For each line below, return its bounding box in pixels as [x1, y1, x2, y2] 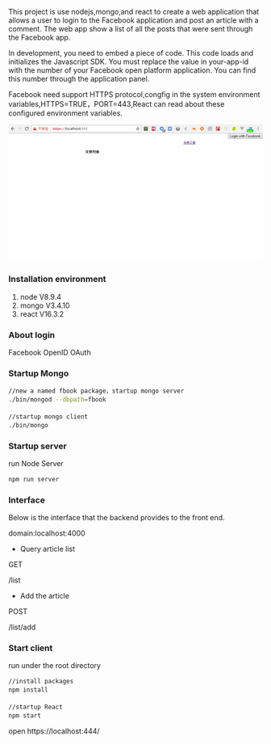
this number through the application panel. [8, 74, 150, 83]
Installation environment [8, 274, 106, 285]
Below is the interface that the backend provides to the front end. [8, 513, 225, 523]
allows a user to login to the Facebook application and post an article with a [8, 15, 260, 25]
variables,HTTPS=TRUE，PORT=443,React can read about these [8, 99, 225, 108]
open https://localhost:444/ [8, 726, 100, 736]
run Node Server [8, 458, 65, 468]
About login [8, 329, 56, 340]
